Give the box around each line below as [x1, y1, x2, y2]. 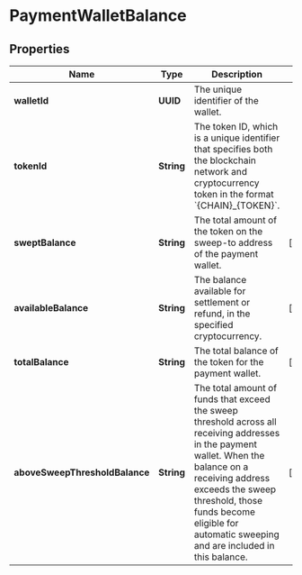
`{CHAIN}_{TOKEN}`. [193, 199, 280, 212]
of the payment [193, 248, 259, 260]
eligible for [193, 517, 239, 529]
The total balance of [193, 344, 279, 357]
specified [193, 319, 234, 331]
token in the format [193, 188, 274, 200]
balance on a [193, 461, 249, 473]
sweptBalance [13, 236, 76, 249]
